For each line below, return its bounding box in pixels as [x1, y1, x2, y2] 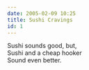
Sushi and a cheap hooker [7, 49, 82, 57]
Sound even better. [7, 56, 62, 65]
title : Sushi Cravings [7, 16, 73, 23]
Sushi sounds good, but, [7, 42, 77, 50]
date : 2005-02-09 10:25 [7, 10, 76, 17]
